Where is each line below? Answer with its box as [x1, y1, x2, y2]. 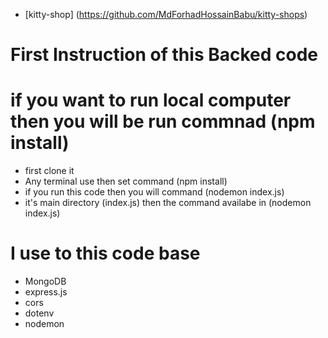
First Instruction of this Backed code [10, 44, 319, 66]
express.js [24, 286, 68, 298]
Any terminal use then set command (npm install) [24, 175, 228, 188]
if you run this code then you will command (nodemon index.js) [24, 186, 285, 198]
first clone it [24, 165, 75, 177]
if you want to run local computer [10, 89, 292, 112]
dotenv [24, 307, 55, 319]
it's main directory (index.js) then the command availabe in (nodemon [24, 197, 312, 209]
